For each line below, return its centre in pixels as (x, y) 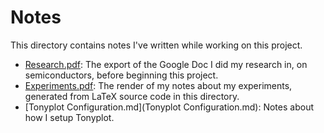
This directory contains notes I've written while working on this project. (156, 45)
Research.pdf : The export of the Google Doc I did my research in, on (166, 64)
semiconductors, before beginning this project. (121, 75)
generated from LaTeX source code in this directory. (132, 96)
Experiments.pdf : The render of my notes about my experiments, (158, 85)
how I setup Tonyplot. (69, 117)
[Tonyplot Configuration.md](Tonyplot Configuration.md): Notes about (169, 107)
